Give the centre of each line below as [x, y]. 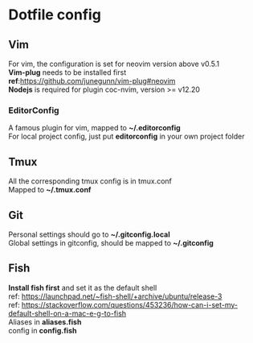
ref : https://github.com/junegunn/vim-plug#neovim [92, 81]
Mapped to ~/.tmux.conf [50, 190]
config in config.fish [43, 330]
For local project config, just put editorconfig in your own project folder [126, 136]
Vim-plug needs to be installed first [67, 72]
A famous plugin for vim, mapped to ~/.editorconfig [94, 128]
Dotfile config [55, 15]
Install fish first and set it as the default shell [83, 287]
